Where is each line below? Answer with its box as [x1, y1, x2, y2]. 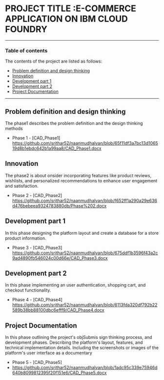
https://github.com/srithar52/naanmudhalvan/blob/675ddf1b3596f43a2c [12, 250, 158, 256]
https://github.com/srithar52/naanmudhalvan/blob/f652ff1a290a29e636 [12, 198, 158, 203]
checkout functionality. [5, 287, 51, 293]
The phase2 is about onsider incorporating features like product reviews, [5, 172, 152, 179]
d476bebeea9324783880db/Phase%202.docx [12, 202, 107, 208]
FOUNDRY [5, 24, 48, 35]
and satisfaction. [5, 183, 39, 189]
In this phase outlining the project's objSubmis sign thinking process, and [5, 335, 152, 340]
